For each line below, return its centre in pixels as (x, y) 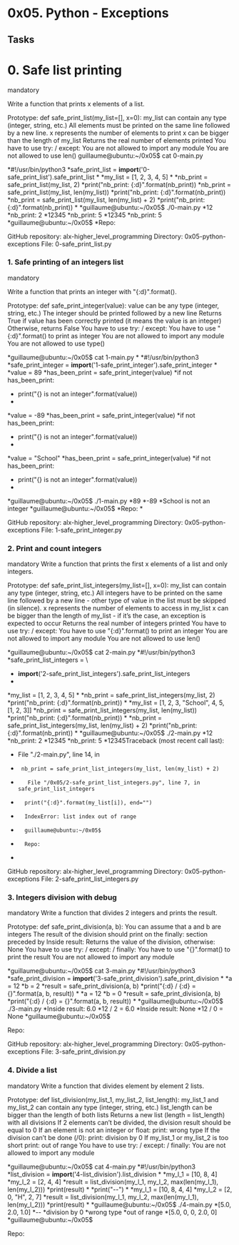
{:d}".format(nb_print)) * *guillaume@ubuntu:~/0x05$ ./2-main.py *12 (110, 733)
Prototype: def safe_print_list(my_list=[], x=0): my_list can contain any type (117, 117)
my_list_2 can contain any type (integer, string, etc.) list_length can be (110, 1107)
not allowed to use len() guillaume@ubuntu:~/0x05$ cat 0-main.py (105, 156)
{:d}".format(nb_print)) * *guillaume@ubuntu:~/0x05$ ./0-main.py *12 (110, 207)
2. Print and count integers (55, 548)
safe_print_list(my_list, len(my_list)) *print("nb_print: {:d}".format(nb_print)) (117, 192)
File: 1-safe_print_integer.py (82, 530)
